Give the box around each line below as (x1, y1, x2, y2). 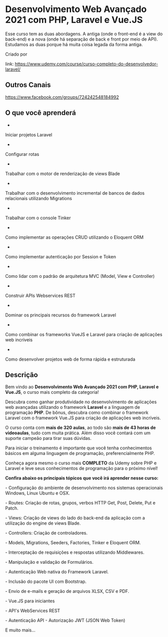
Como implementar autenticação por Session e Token (5, 253, 116, 259)
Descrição (5, 370, 38, 379)
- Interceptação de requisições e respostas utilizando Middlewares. (5, 549, 144, 555)
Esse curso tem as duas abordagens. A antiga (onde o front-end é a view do (5, 31, 163, 37)
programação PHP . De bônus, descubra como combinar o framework (5, 410, 149, 416)
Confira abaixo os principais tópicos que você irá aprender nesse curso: (5, 475, 159, 481)
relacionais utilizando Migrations (5, 195, 72, 201)
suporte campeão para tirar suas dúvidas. (5, 435, 92, 441)
